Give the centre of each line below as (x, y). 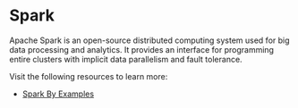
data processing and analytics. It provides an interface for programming (142, 49)
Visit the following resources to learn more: (89, 76)
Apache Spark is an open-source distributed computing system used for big (149, 40)
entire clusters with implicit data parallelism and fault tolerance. (126, 59)
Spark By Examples (58, 94)
